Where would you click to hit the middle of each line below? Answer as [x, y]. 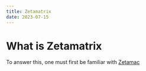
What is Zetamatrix [54, 46]
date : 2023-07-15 [27, 17]
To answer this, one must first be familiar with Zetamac [73, 62]
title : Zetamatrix [29, 11]
